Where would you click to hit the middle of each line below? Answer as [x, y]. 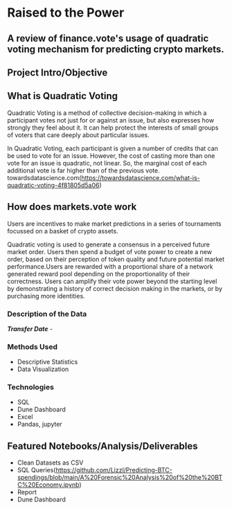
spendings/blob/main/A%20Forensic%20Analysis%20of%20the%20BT [120, 477]
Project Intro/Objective [57, 72]
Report [27, 492]
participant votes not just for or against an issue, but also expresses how [111, 120]
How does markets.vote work [72, 207]
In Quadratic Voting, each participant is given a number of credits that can [113, 148]
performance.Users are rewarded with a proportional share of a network [110, 266]
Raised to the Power [66, 13]
